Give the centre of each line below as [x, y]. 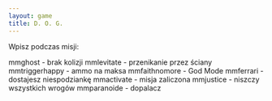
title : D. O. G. [36, 23]
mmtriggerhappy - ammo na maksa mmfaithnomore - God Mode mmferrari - [136, 70]
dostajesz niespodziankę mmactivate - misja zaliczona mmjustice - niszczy [134, 79]
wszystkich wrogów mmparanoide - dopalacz [85, 88]
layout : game [30, 16]
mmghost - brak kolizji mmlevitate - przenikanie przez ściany [110, 62]
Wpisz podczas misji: [44, 46]
